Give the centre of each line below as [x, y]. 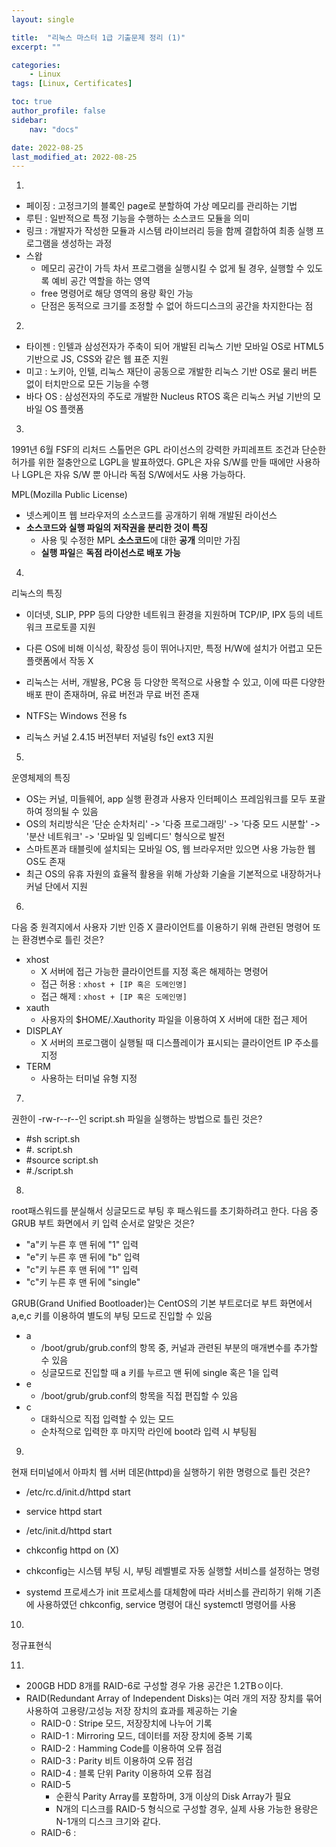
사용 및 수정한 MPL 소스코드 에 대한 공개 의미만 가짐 [140, 540]
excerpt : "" [36, 47]
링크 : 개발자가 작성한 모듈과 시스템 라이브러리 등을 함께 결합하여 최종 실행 [169, 231]
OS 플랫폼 [64, 409]
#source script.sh [62, 1160]
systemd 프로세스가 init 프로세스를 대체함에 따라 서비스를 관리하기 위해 [164, 1592]
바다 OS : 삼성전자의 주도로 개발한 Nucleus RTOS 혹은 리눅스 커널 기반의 [168, 397]
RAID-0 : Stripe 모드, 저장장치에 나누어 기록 [126, 1723]
